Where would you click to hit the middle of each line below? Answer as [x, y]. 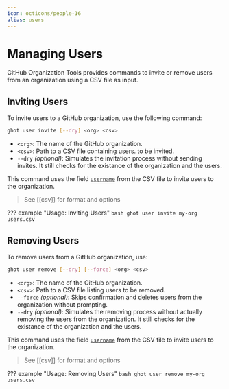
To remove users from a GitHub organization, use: [77, 257]
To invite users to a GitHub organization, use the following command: [105, 118]
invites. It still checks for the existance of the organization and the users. [120, 166]
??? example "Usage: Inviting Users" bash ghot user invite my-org [102, 213]
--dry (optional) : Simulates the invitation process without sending [109, 158]
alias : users [26, 20]
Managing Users [55, 54]
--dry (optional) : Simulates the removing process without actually [109, 311]
